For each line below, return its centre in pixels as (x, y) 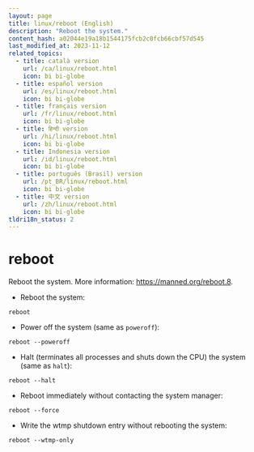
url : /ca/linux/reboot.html (70, 69)
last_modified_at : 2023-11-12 (59, 46)
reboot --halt (32, 381)
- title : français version (61, 106)
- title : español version (59, 83)
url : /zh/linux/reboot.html (70, 204)
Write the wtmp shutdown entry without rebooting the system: (124, 425)
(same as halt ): (46, 366)
